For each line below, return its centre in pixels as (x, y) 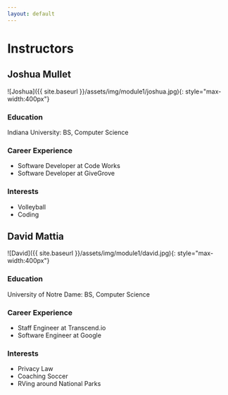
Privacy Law (35, 369)
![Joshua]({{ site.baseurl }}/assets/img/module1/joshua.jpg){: (96, 91)
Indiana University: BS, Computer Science (68, 132)
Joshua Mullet (39, 75)
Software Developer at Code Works (69, 166)
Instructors (40, 48)
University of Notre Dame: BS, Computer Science (78, 294)
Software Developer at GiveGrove (66, 174)
